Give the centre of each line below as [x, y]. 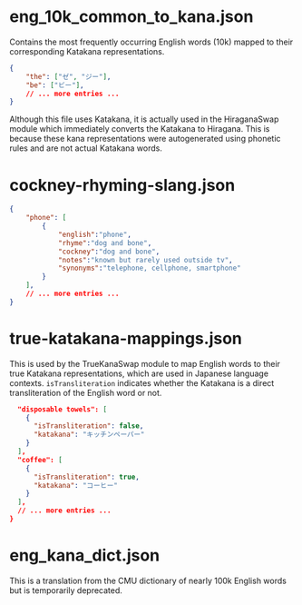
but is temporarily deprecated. [66, 590]
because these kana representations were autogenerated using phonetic [145, 139]
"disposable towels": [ [62, 409]
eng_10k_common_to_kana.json [132, 17]
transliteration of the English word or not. [86, 392]
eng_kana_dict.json [85, 555]
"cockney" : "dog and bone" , [109, 252]
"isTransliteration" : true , [87, 477]
